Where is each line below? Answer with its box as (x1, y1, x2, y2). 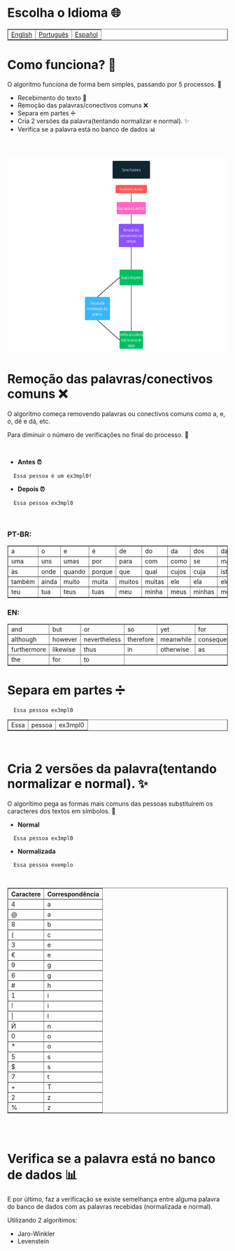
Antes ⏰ (17, 458, 42, 466)
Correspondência (47, 889, 99, 898)
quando (63, 567, 86, 576)
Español (74, 30, 99, 38)
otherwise (160, 645, 190, 654)
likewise (52, 645, 76, 654)
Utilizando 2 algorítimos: (7, 1216, 78, 1224)
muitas (144, 577, 164, 585)
